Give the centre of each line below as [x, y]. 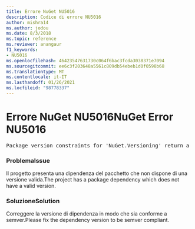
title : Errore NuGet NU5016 [41, 11]
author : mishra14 [27, 22]
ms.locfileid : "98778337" [38, 88]
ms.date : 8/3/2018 [29, 33]
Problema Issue [28, 160]
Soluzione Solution [33, 201]
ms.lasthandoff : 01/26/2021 [41, 83]
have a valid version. [31, 186]
